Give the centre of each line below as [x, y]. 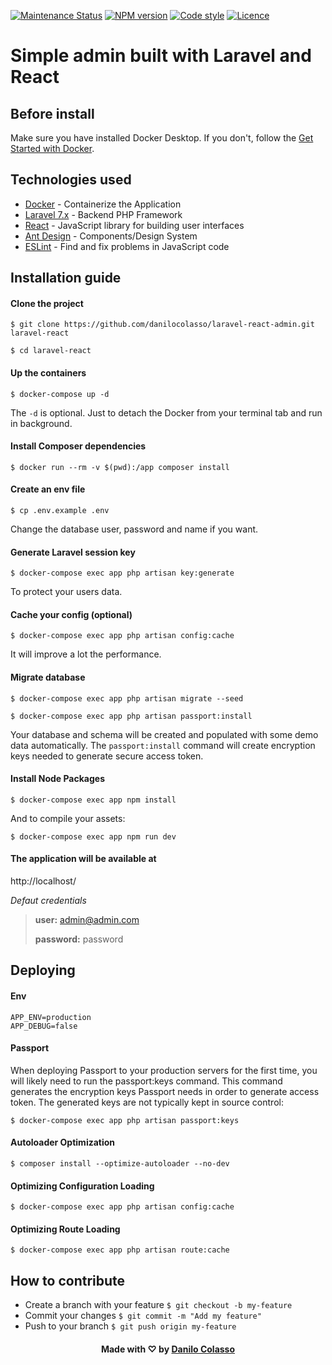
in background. [41, 423]
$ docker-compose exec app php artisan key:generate [122, 573]
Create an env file [48, 489]
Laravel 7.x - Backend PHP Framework [103, 214]
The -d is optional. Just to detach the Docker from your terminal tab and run [166, 412]
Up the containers [48, 373]
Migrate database [48, 677]
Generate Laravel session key [73, 552]
